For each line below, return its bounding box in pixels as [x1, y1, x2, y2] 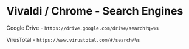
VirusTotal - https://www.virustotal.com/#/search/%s [6, 36, 140, 43]
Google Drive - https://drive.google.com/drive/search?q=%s [6, 24, 159, 31]
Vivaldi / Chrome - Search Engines [6, 4, 184, 18]
